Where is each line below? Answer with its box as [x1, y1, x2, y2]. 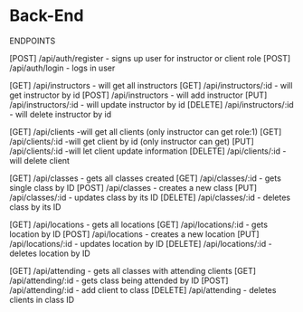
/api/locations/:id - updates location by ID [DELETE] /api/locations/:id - [9, 238, 273, 249]
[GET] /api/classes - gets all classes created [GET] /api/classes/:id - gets [9, 173, 282, 184]
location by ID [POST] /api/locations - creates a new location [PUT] [9, 228, 260, 240]
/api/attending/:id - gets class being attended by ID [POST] [9, 275, 229, 286]
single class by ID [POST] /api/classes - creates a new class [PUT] [9, 182, 258, 193]
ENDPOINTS [9, 35, 56, 46]
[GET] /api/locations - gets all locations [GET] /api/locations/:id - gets [9, 219, 269, 230]
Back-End [9, 5, 84, 26]
